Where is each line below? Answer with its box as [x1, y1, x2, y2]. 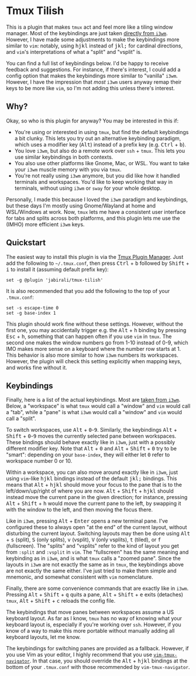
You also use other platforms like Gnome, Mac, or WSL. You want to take [14, 159, 190, 166]
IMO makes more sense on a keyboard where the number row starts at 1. [6, 345, 181, 352]
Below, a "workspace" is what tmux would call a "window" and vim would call [6, 402, 191, 409]
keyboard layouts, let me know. [6, 634, 81, 641]
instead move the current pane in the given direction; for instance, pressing [6, 494, 188, 501]
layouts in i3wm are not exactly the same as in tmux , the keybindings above [6, 561, 184, 568]
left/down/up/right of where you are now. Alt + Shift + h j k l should [6, 487, 174, 494]
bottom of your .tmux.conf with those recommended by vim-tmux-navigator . [6, 664, 190, 671]
